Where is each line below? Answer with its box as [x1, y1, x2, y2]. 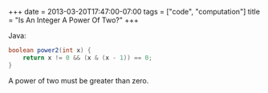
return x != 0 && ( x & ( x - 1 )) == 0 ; [22, 54, 152, 62]
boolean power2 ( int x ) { [8, 46, 91, 55]
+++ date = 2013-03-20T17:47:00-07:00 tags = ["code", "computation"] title [8, 7, 261, 16]
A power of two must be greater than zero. [8, 75, 149, 85]
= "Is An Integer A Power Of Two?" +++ [8, 15, 139, 25]
